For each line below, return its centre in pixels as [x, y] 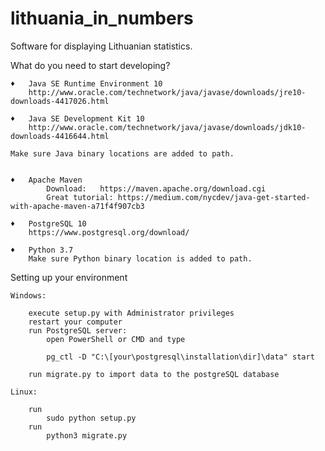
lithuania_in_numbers [102, 18]
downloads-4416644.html [60, 136]
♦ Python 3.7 [42, 250]
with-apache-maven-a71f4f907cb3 [77, 206]
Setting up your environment [69, 277]
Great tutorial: [80, 197]
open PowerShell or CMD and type [116, 339]
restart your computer [75, 322]
